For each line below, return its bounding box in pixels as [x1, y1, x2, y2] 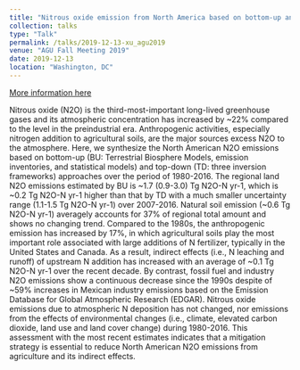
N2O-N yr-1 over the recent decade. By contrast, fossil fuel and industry [9, 265, 275, 276]
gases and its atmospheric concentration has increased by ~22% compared [9, 113, 288, 125]
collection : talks [9, 21, 78, 30]
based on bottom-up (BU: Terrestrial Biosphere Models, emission [9, 152, 249, 162]
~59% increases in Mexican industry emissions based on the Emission [9, 284, 269, 295]
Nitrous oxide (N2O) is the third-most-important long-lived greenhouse [9, 104, 271, 115]
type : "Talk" [9, 29, 58, 38]
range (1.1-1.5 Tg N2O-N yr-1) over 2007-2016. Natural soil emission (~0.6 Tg [9, 199, 291, 210]
